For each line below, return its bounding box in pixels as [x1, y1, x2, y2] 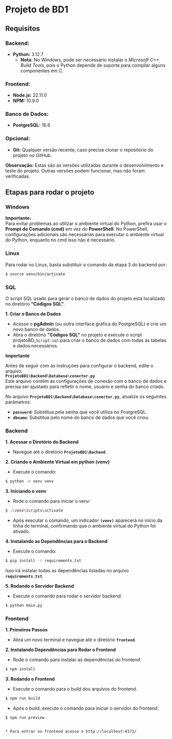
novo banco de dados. [12, 326, 61, 332]
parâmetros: [5, 399, 31, 405]
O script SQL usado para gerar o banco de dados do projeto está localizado [5, 295, 165, 302]
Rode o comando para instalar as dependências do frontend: [12, 657, 142, 663]
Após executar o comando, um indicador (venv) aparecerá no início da [12, 517, 163, 523]
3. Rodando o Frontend [5, 676, 55, 682]
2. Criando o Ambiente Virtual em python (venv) [5, 459, 110, 465]
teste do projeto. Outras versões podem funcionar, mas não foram [5, 167, 145, 173]
